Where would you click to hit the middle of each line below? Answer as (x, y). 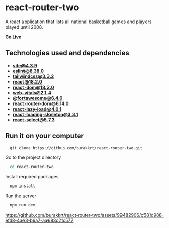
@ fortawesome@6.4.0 (38, 98)
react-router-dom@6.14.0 (41, 103)
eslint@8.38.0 (28, 71)
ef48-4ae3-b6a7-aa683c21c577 (39, 221)
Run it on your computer (45, 136)
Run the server (21, 196)
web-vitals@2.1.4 (32, 92)
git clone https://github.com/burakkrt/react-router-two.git (76, 148)
